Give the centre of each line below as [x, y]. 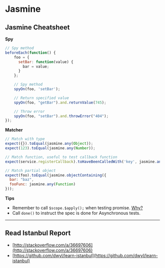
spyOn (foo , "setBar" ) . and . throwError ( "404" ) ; [61, 116]
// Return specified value [41, 98]
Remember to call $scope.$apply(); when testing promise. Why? [78, 208]
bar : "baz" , [22, 180]
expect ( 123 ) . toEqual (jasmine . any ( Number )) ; [50, 148]
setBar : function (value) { [46, 62]
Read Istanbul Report [38, 233]
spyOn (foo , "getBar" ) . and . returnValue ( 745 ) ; [60, 102]
